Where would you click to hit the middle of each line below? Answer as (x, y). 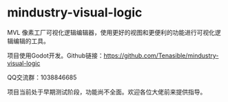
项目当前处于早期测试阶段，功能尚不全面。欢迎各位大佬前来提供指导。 (107, 92)
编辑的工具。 (31, 41)
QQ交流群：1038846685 (42, 77)
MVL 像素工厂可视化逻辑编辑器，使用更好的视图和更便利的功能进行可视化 (111, 32)
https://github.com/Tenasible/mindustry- (161, 55)
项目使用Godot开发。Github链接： (55, 55)
